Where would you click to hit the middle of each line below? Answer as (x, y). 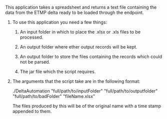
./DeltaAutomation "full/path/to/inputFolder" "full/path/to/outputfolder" (85, 91)
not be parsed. (35, 62)
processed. (31, 37)
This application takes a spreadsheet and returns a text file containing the (81, 7)
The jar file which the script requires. (58, 71)
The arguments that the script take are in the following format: (76, 81)
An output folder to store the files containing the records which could (91, 56)
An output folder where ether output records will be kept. (78, 47)
